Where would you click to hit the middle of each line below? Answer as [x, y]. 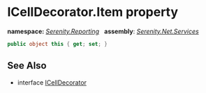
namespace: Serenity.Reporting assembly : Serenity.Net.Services [103, 31]
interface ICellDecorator [52, 82]
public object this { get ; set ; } [58, 44]
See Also [27, 66]
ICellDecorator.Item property [93, 12]
